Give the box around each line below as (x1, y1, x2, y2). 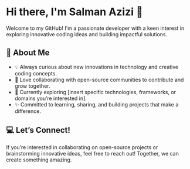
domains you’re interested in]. (14, 95, 87, 102)
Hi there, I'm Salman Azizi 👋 (6, 5, 143, 19)
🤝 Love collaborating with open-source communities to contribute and (14, 76, 184, 83)
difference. (14, 108, 41, 115)
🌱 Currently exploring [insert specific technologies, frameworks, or (14, 88, 177, 95)
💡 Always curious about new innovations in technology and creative (14, 63, 179, 70)
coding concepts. (14, 70, 57, 77)
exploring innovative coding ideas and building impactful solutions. (6, 30, 168, 37)
